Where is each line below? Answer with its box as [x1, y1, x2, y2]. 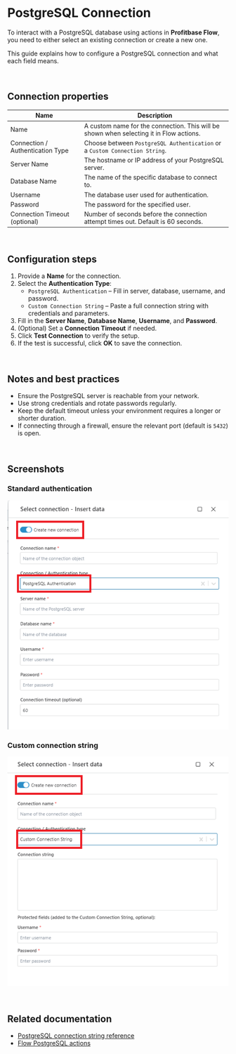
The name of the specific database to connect [84, 173, 218, 182]
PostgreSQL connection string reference [17, 1032, 135, 1040]
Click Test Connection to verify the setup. [17, 331, 140, 340]
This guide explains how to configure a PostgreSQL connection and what [7, 49, 218, 58]
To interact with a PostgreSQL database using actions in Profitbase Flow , [7, 28, 220, 37]
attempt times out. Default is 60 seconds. [84, 218, 204, 225]
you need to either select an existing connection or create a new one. [7, 35, 208, 44]
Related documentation [7, 1013, 112, 1025]
